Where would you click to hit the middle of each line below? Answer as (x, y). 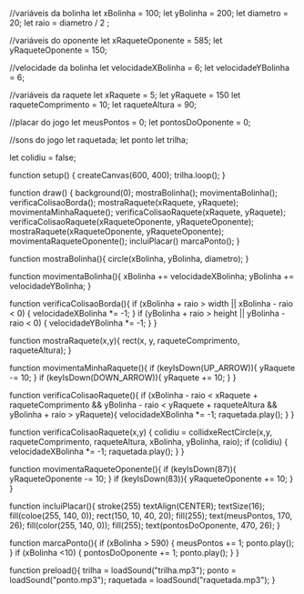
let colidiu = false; (43, 157)
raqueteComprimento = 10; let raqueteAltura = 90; (103, 105)
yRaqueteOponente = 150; (58, 50)
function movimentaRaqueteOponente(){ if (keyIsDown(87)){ (123, 469)
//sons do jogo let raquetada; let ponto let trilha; (99, 140)
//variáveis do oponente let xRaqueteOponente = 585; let (116, 40)
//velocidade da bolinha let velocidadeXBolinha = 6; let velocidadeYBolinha (149, 68)
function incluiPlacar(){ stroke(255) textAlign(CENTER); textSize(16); (137, 506)
